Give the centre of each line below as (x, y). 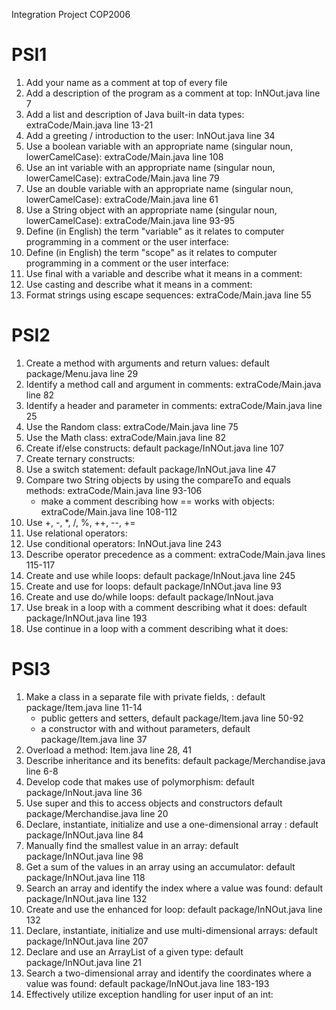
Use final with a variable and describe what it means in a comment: (164, 273)
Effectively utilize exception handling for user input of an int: (149, 994)
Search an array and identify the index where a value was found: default (174, 888)
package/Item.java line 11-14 (84, 707)
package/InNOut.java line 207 (87, 941)
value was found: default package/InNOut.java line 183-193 (147, 983)
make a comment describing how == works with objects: (157, 501)
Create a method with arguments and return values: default (147, 363)
